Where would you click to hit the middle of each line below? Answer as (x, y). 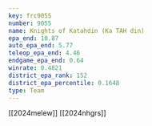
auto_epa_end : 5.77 (41, 46)
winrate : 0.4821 (35, 68)
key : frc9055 (30, 16)
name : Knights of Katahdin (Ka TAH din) (77, 30)
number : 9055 (30, 23)
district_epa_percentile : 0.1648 (64, 83)
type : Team (26, 90)
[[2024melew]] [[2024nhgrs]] (57, 113)
